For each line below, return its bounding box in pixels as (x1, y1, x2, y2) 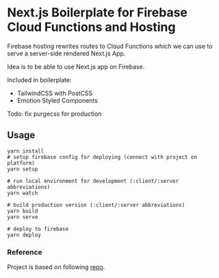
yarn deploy (7, 231, 41, 238)
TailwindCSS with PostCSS (16, 89, 93, 97)
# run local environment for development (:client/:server (7, 177, 179, 184)
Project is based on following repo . (7, 263, 105, 271)
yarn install (7, 147, 44, 155)
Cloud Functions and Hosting (7, 19, 176, 35)
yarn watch (7, 190, 38, 197)
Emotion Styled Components (16, 96, 98, 104)
